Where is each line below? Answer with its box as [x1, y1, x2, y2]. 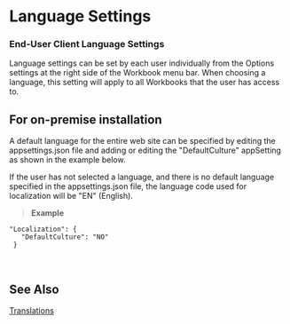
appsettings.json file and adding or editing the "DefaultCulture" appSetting [9, 145, 282, 156]
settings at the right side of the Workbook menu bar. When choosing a [9, 67, 266, 78]
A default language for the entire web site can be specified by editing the [9, 136, 277, 146]
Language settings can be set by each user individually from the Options [9, 58, 275, 68]
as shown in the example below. [9, 154, 126, 165]
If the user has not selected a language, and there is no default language [9, 171, 275, 183]
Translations [9, 305, 55, 316]
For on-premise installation [9, 112, 162, 127]
